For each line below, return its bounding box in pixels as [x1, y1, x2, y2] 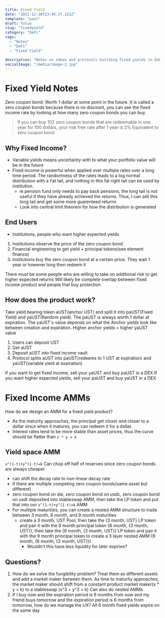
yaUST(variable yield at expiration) [12, 360, 82, 366]
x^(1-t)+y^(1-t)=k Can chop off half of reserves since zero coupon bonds [5, 461, 156, 467]
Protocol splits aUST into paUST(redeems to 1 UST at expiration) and [12, 355, 151, 361]
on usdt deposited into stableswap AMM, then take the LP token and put [12, 497, 159, 502]
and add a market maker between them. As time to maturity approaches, [12, 576, 160, 582]
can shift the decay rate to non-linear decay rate [12, 475, 110, 482]
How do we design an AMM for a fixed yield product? [5, 409, 113, 414]
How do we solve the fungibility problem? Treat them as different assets [12, 571, 158, 577]
